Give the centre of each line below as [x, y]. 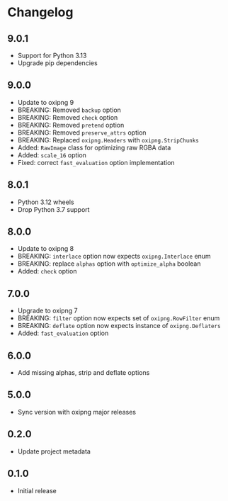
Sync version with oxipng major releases [77, 412]
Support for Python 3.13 [52, 55]
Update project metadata [54, 451]
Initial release [37, 490]
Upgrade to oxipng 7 [47, 311]
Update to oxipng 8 [46, 249]
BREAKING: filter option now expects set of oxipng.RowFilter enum [119, 318]
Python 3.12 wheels [46, 202]
